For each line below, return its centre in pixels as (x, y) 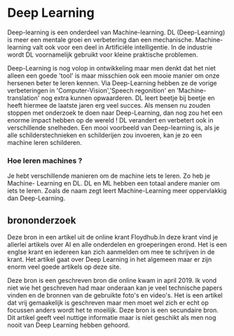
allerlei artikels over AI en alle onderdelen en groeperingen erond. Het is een (117, 245)
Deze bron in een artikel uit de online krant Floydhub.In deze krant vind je (113, 237)
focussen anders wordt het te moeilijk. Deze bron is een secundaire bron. (113, 310)
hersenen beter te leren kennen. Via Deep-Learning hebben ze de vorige (112, 83)
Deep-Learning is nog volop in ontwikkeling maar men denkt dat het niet (111, 68)
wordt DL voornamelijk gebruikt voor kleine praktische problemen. (103, 55)
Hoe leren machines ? (45, 160)
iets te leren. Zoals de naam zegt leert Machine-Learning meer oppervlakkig (117, 191)
